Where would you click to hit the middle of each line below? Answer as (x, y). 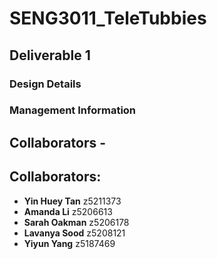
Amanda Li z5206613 (68, 211)
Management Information (73, 110)
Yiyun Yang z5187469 (69, 243)
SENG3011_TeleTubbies (108, 18)
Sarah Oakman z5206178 (76, 222)
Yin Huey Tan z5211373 (72, 201)
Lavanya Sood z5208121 (74, 233)
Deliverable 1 (50, 55)
